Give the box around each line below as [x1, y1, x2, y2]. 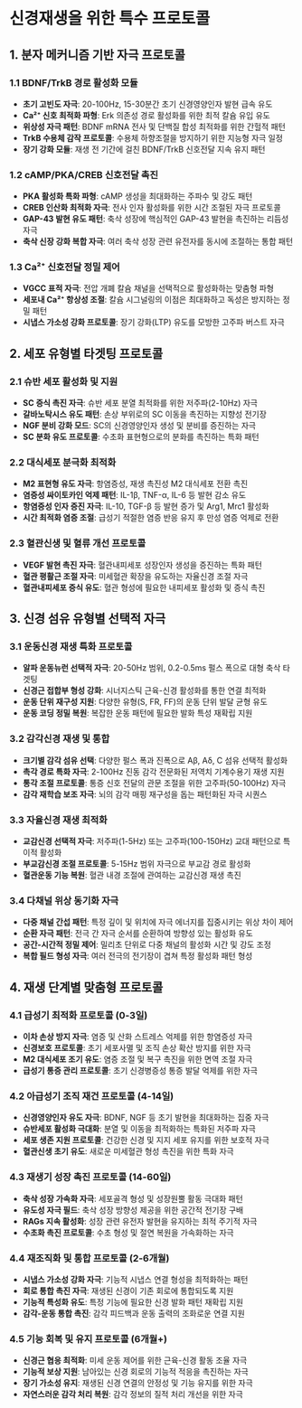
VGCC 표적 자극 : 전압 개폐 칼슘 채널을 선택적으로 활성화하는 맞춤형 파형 [22, 283, 274, 294]
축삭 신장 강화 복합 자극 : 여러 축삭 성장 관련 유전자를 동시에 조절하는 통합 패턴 [22, 236, 294, 247]
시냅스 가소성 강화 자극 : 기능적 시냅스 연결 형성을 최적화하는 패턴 [22, 1273, 249, 1284]
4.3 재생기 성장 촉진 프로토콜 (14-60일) [9, 1171, 172, 1184]
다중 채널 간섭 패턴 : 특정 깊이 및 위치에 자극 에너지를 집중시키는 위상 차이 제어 [22, 916, 294, 927]
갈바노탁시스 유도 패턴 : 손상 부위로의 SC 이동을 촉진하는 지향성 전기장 [22, 408, 267, 420]
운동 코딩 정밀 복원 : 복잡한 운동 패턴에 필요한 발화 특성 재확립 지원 [22, 708, 253, 718]
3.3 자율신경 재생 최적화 [9, 813, 108, 826]
